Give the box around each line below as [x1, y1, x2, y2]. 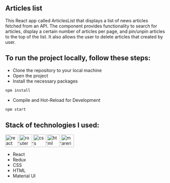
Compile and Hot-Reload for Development [12, 97, 100, 103]
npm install [5, 88, 30, 93]
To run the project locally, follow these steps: [5, 54, 151, 62]
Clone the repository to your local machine [12, 67, 102, 73]
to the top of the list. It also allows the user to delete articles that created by [5, 33, 163, 40]
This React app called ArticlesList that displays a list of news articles [5, 17, 148, 23]
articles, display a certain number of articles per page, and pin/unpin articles [5, 28, 165, 34]
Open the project [12, 72, 48, 79]
